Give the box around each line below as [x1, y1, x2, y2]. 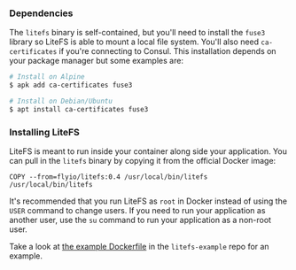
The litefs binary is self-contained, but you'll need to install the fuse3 [9, 27, 266, 38]
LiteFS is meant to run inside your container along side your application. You [9, 146, 288, 157]
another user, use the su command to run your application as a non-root [9, 215, 272, 226]
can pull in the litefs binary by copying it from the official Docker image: [9, 156, 277, 166]
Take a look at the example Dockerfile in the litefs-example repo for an [9, 242, 269, 252]
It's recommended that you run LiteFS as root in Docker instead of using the [9, 196, 288, 206]
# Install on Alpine [9, 73, 86, 81]
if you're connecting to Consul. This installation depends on [58, 46, 277, 57]
